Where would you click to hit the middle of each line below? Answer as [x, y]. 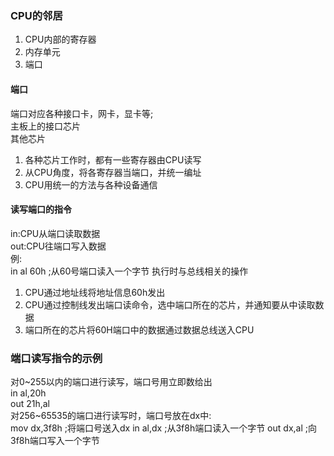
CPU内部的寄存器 [60, 39]
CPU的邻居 [36, 15]
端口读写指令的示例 [56, 358]
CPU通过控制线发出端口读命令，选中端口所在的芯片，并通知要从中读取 [170, 304]
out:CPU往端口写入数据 [58, 246]
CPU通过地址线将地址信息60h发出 [95, 292]
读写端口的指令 [41, 209]
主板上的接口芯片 [45, 126]
